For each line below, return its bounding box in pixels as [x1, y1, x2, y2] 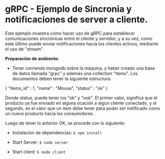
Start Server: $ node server [12, 139, 68, 145]
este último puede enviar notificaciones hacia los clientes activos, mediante [5, 40, 159, 46]
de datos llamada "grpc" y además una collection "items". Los [12, 70, 138, 76]
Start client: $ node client [12, 149, 66, 155]
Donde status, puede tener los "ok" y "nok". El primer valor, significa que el [5, 95, 158, 101]
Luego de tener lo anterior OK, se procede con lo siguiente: [5, 120, 126, 126]
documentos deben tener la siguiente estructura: [12, 76, 112, 81]
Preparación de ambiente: [5, 55, 60, 61]
